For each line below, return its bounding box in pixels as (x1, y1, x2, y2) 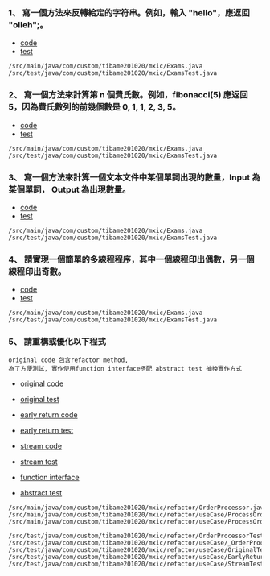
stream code (19, 441, 63, 451)
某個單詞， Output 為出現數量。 (8, 184, 131, 195)
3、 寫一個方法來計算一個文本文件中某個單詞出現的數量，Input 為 (8, 172, 261, 183)
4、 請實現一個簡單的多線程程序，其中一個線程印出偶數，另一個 (8, 254, 255, 265)
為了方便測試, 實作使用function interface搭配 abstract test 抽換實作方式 (8, 365, 243, 373)
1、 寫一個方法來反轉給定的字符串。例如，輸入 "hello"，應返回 (8, 6, 251, 18)
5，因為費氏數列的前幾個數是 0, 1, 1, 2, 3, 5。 (8, 102, 181, 113)
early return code (19, 410, 78, 420)
